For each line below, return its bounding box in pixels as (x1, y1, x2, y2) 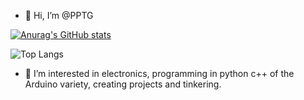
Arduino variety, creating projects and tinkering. (24, 78, 222, 90)
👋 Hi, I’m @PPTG (24, 10, 94, 21)
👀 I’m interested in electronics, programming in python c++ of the (24, 68, 295, 79)
